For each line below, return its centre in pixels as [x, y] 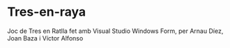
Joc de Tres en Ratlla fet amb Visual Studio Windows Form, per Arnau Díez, [115, 31]
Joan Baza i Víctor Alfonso [45, 38]
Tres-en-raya [47, 12]
